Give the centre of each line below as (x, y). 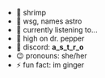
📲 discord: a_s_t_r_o (50, 47)
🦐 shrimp (31, 13)
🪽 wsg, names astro (49, 21)
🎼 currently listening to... (57, 30)
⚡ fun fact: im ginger (50, 65)
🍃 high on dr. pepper (50, 38)
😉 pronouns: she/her (51, 56)
